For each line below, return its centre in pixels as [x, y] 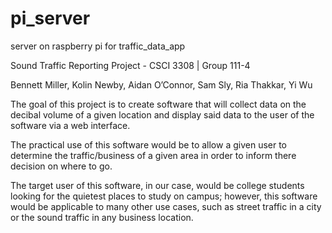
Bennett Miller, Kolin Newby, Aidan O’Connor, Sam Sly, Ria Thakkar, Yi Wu [161, 84]
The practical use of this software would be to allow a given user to [149, 144]
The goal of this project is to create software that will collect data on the [158, 104]
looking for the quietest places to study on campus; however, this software [164, 196]
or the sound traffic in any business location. [102, 217]
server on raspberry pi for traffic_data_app [98, 46]
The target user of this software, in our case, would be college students [157, 185]
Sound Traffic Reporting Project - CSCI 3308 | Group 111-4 [130, 65]
